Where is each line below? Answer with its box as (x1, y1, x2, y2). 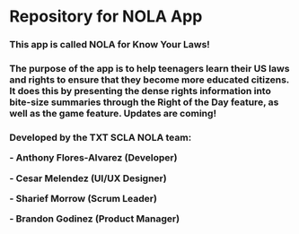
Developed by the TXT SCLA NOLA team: (9, 131, 192, 143)
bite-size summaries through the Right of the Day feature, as (9, 96, 279, 108)
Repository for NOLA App (9, 6, 203, 27)
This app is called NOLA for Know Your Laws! (9, 39, 211, 51)
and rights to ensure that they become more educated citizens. (9, 74, 290, 86)
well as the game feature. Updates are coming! (9, 108, 217, 120)
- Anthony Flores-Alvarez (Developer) (9, 152, 178, 164)
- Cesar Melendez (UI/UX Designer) (9, 172, 168, 185)
